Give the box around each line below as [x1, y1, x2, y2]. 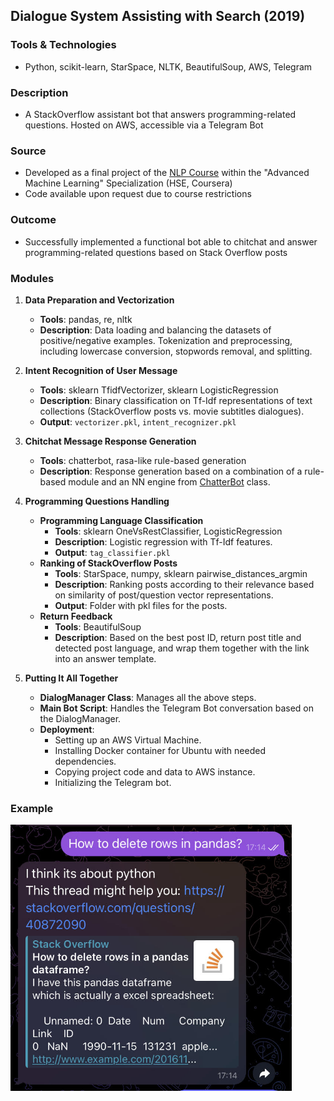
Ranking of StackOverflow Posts [39, 557, 178, 569]
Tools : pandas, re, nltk [39, 313, 133, 325]
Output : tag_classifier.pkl [54, 546, 171, 558]
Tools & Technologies [10, 38, 117, 52]
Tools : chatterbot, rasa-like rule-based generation [39, 454, 247, 466]
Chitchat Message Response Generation [24, 435, 197, 447]
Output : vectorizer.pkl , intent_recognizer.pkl [39, 415, 237, 428]
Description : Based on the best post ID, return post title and [54, 631, 302, 643]
